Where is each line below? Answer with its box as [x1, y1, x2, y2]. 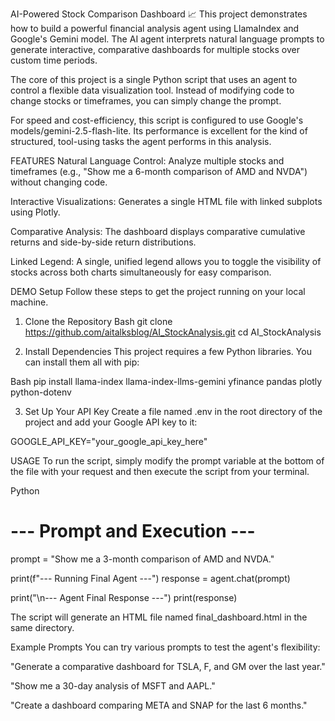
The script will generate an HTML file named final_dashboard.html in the [10, 611, 308, 623]
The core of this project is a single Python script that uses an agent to [10, 74, 298, 85]
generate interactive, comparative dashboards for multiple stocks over [10, 44, 300, 55]
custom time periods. [10, 54, 98, 66]
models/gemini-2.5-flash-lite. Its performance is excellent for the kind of [10, 125, 308, 137]
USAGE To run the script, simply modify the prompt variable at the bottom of [10, 455, 325, 467]
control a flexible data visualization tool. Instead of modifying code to [10, 84, 295, 96]
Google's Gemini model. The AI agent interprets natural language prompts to [10, 33, 325, 45]
